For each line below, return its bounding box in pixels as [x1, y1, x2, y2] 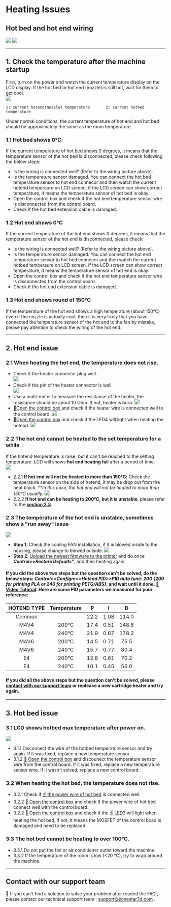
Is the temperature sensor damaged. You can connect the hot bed [13, 174, 151, 180]
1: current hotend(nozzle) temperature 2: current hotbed [6, 104, 145, 110]
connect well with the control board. [13, 804, 89, 810]
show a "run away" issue [6, 520, 69, 528]
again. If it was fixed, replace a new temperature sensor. [13, 751, 131, 757]
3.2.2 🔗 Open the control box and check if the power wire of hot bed [13, 799, 156, 805]
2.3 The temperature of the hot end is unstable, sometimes [6, 514, 154, 521]
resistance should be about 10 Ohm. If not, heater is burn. [13, 400, 133, 406]
